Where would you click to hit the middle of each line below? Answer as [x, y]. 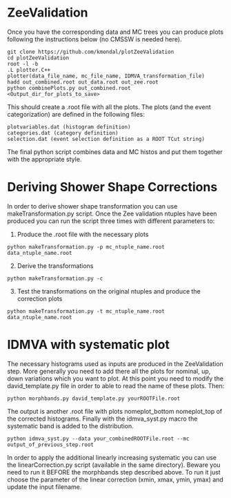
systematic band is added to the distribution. [71, 425]
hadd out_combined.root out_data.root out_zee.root [83, 82]
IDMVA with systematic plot [89, 345]
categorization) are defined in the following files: [76, 114]
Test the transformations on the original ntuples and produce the [109, 291]
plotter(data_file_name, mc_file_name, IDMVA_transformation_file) [106, 76]
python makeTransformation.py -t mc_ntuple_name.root [86, 311]
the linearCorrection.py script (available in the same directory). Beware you [114, 465]
